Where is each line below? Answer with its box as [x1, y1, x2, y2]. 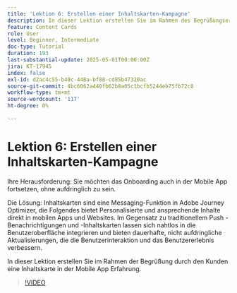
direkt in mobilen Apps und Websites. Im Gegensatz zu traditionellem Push [7, 213, 224, 222]
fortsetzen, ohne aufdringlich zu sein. [7, 184, 116, 193]
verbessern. [7, 243, 42, 251]
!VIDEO [24, 278, 46, 287]
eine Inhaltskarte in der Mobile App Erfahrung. [7, 264, 142, 273]
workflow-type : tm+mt [7, 89, 71, 96]
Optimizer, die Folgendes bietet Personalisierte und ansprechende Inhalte [7, 205, 221, 214]
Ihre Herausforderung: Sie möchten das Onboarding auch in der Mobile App [7, 177, 228, 186]
